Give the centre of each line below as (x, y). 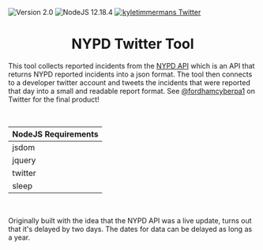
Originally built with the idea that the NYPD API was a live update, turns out (130, 220)
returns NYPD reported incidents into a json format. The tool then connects (130, 74)
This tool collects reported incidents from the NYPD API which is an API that (131, 65)
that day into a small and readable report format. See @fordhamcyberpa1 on (131, 91)
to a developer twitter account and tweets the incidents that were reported (129, 82)
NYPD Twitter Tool (133, 44)
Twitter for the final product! (54, 99)
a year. (19, 237)
